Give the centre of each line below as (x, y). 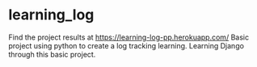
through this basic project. (52, 54)
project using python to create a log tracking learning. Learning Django (126, 45)
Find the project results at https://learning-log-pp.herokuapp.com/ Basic (128, 37)
